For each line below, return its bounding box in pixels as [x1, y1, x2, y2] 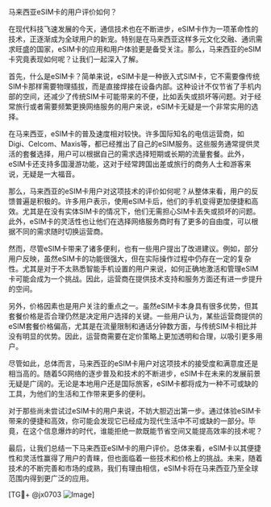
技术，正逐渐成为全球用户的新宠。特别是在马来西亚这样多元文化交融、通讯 [8, 35, 256, 44]
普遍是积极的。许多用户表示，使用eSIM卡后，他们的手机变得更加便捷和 [15, 197, 252, 206]
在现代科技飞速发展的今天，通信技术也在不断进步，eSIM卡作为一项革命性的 [8, 24, 259, 34]
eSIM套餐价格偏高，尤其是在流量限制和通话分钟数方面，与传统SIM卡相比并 [8, 322, 257, 330]
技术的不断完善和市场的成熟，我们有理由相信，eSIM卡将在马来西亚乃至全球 [8, 463, 259, 473]
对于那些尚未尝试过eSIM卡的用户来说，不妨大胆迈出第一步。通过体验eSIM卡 [8, 406, 262, 415]
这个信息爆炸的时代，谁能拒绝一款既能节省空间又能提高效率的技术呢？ [29, 426, 263, 435]
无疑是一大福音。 [22, 169, 79, 179]
